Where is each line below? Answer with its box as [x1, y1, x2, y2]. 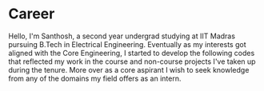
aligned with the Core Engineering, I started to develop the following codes [8, 48, 255, 57]
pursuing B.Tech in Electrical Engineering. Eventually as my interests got [8, 39, 246, 49]
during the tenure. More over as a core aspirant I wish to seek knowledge [8, 65, 250, 74]
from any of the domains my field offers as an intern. [8, 73, 182, 83]
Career [8, 5, 55, 23]
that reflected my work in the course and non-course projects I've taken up [8, 57, 256, 66]
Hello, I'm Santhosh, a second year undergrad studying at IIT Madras [8, 31, 236, 41]
